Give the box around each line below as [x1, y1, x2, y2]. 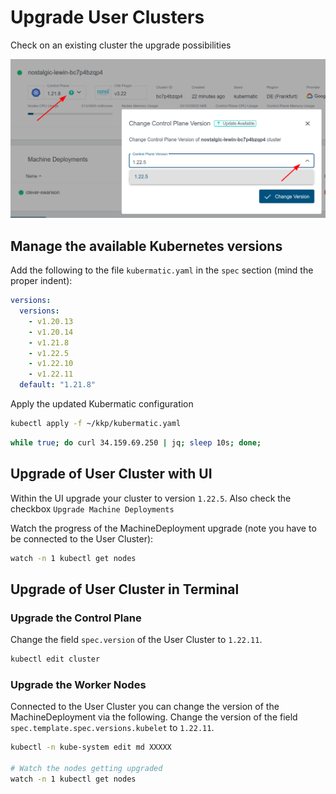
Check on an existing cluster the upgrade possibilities [10, 39, 232, 51]
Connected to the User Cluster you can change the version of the [10, 701, 280, 713]
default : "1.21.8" [19, 380, 97, 390]
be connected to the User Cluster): [10, 532, 154, 545]
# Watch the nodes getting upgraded [10, 764, 163, 774]
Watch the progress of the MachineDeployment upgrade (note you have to [10, 522, 317, 534]
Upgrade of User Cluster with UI [10, 466, 213, 483]
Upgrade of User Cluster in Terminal [10, 581, 240, 598]
